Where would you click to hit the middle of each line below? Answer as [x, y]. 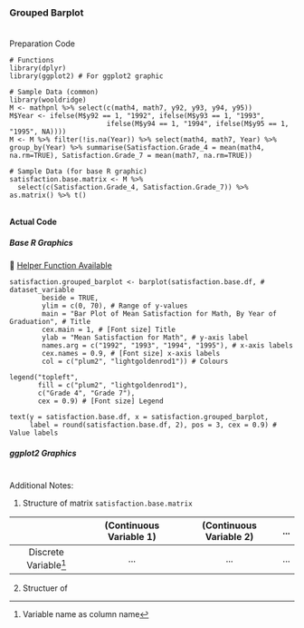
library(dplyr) [38, 69]
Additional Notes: [42, 486]
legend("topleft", [44, 378]
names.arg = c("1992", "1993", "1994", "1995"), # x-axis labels [168, 346]
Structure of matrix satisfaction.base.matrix [107, 503]
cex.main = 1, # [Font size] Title [109, 330]
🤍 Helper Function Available [61, 266]
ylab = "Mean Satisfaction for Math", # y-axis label [145, 338]
